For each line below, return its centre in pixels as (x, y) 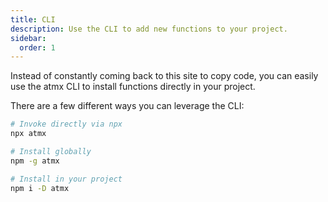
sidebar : (28, 38)
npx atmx (28, 134)
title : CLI (33, 19)
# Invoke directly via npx (66, 124)
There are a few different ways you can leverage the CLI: (127, 106)
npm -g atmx (35, 161)
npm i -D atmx (40, 188)
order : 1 (37, 47)
